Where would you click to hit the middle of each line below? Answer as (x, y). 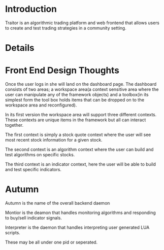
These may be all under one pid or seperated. (51, 242)
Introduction (31, 9)
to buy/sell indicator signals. (33, 218)
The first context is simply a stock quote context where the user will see (78, 135)
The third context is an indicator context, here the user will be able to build (81, 164)
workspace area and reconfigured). (41, 105)
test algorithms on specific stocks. (40, 155)
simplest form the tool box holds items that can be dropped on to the (75, 100)
